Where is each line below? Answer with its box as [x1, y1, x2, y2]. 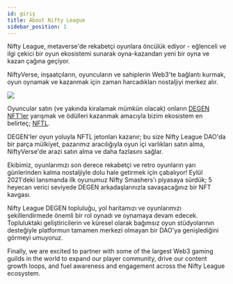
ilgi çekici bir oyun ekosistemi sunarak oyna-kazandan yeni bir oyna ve [7, 49, 210, 58]
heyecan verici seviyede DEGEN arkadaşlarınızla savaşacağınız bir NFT [7, 183, 211, 191]
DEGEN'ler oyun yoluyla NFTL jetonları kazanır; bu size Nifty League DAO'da [7, 133, 226, 141]
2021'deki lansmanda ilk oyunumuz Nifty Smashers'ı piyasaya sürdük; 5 [7, 175, 212, 184]
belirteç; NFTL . [7, 119, 50, 127]
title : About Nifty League [7, 17, 86, 24]
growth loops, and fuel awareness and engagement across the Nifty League [7, 262, 225, 270]
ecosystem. [7, 269, 41, 278]
